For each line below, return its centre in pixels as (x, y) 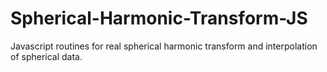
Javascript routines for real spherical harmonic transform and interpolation (164, 46)
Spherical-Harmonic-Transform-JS (159, 18)
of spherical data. (46, 56)
